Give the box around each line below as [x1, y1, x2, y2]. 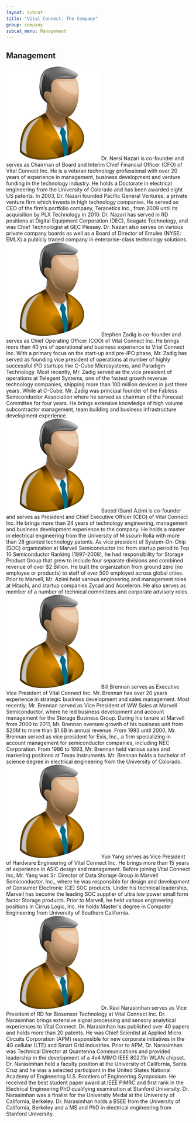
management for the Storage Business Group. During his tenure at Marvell [6, 714, 185, 721]
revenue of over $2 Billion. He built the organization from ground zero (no [6, 564, 183, 571]
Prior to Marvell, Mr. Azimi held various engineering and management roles [6, 576, 187, 583]
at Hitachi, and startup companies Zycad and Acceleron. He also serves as [6, 582, 186, 589]
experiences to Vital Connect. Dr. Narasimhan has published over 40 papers [6, 1023, 190, 1030]
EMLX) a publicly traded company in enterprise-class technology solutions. [6, 236, 188, 243]
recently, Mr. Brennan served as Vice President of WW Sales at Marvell [6, 702, 177, 709]
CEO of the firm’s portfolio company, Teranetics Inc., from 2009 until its [6, 205, 178, 212]
